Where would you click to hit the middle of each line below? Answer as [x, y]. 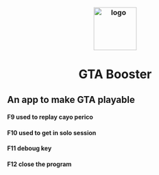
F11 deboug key [29, 148]
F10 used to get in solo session [52, 132]
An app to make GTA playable [71, 100]
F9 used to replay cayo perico [50, 117]
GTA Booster [115, 74]
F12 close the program [39, 164]
